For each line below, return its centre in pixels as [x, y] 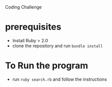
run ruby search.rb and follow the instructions [60, 79]
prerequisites [33, 27]
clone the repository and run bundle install [57, 46]
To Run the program [47, 66]
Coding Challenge [24, 7]
